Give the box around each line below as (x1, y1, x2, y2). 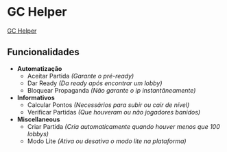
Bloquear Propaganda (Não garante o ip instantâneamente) (27, 86, 196, 94)
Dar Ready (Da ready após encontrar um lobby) (27, 79, 163, 87)
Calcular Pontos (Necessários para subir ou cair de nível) (27, 100, 190, 109)
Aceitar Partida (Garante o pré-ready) (27, 72, 134, 80)
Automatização (16, 64, 62, 72)
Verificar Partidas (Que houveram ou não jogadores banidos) (27, 108, 201, 116)
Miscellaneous (16, 115, 60, 123)
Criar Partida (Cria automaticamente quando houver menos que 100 (27, 122, 221, 130)
